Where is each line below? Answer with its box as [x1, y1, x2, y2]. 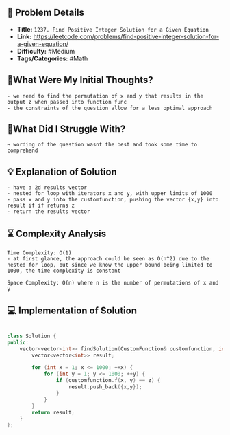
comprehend [7, 147, 38, 155]
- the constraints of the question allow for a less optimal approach [7, 104, 213, 111]
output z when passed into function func [7, 98, 127, 105]
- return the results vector [7, 208, 90, 215]
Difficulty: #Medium [16, 47, 75, 55]
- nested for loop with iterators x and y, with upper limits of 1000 [7, 190, 213, 197]
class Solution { [7, 333, 57, 339]
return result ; [31, 409, 75, 416]
